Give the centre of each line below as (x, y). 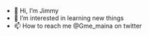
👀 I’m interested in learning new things (69, 18)
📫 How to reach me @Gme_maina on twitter (78, 26)
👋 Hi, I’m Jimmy (36, 11)
